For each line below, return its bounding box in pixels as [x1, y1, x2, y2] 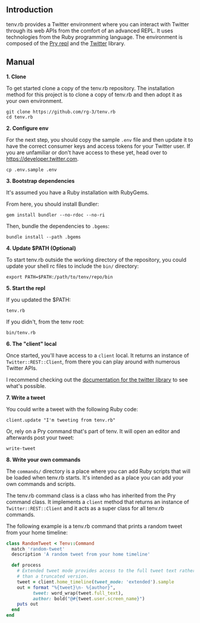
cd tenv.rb [6, 114, 33, 120]
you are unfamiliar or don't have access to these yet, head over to [6, 149, 168, 156]
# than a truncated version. [17, 573, 89, 579]
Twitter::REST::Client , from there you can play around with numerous [6, 358, 180, 365]
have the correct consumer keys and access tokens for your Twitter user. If [6, 142, 190, 149]
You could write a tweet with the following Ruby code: [6, 405, 138, 413]
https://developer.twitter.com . [6, 155, 79, 162]
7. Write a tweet [6, 394, 46, 401]
